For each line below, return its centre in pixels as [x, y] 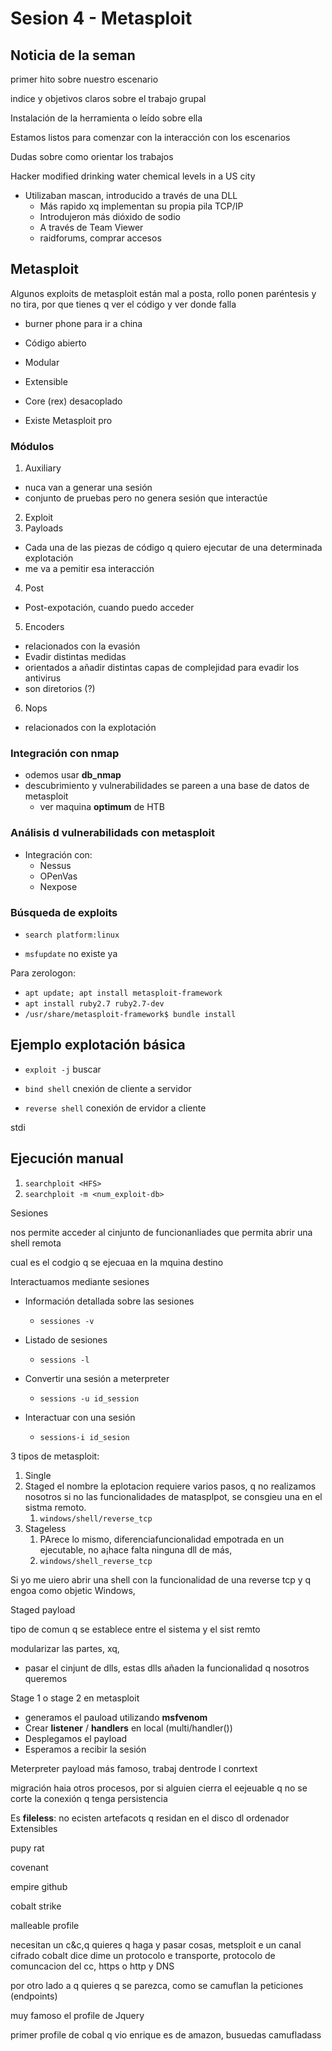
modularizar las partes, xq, [65, 1648]
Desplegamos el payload [76, 1738]
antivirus [43, 678]
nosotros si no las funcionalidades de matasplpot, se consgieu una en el [173, 1496]
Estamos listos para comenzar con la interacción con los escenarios [150, 137]
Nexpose [58, 886]
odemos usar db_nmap [73, 775]
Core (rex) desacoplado [73, 401]
